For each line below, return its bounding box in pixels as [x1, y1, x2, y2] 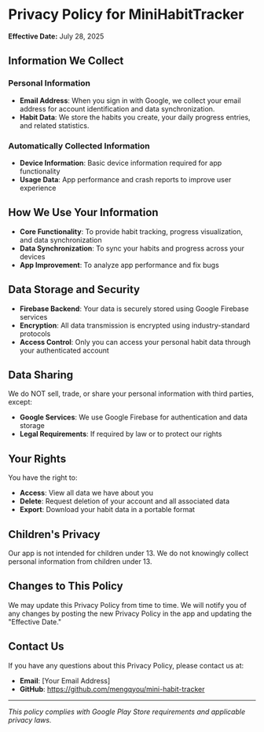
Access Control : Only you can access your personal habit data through [19, 337, 251, 346]
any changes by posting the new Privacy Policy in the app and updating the [8, 609, 252, 618]
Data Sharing [8, 368, 74, 382]
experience [19, 183, 57, 192]
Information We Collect [8, 54, 124, 68]
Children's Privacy [8, 528, 101, 541]
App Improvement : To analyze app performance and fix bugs [19, 260, 220, 269]
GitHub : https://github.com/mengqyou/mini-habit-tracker [19, 684, 206, 694]
